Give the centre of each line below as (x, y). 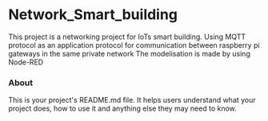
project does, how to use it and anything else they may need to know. (123, 108)
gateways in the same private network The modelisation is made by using (129, 53)
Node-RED (26, 62)
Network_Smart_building (93, 15)
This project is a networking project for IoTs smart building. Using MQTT (127, 37)
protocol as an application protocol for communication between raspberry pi (134, 45)
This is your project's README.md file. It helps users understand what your (132, 100)
